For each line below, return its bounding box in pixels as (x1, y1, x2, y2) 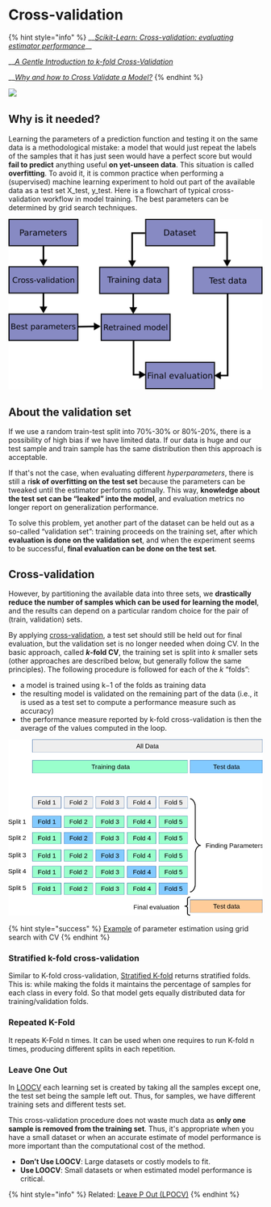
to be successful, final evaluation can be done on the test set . (8, 544, 217, 554)
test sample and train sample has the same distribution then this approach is (8, 444, 262, 454)
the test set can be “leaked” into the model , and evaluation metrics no (8, 494, 244, 504)
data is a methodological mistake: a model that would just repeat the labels (8, 142, 256, 152)
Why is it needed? (8, 112, 101, 126)
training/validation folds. (8, 997, 89, 1007)
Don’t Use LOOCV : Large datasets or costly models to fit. (19, 1157, 211, 1166)
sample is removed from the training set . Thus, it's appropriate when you (8, 1124, 254, 1133)
